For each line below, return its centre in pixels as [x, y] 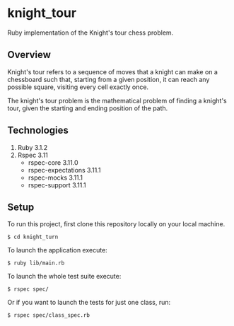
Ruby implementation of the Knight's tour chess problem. [90, 33]
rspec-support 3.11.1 [57, 185]
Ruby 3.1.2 [33, 147]
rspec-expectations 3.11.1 [64, 170]
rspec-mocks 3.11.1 [55, 177]
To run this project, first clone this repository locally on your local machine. [116, 224]
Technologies [38, 130]
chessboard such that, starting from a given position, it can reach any [109, 79]
